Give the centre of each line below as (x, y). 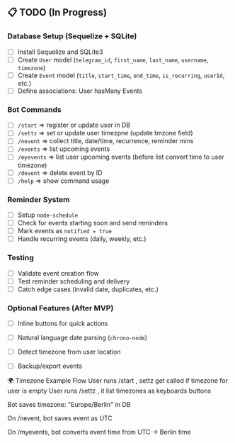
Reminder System (39, 199)
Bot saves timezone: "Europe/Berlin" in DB (69, 405)
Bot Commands (34, 109)
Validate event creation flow (58, 273)
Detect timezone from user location (69, 352)
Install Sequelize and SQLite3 (60, 52)
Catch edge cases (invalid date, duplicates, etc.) (88, 289)
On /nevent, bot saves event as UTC (60, 418)
